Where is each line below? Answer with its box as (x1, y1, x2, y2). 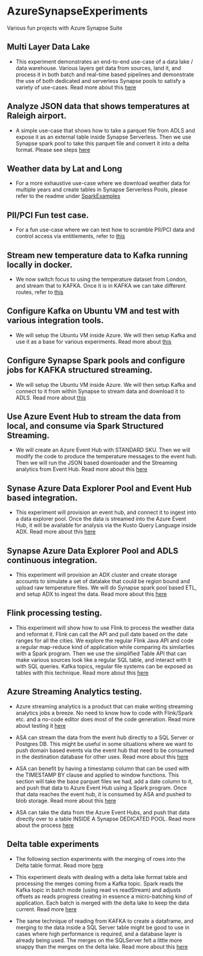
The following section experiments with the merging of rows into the (15, 855, 186, 862)
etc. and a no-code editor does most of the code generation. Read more (15, 716, 195, 723)
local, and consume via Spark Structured (7, 421, 164, 431)
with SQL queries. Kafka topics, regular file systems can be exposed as (15, 662, 193, 670)
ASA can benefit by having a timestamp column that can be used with (15, 765, 190, 772)
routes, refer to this (15, 289, 64, 295)
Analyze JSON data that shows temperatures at (7, 101, 190, 111)
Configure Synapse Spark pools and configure (7, 355, 185, 366)
